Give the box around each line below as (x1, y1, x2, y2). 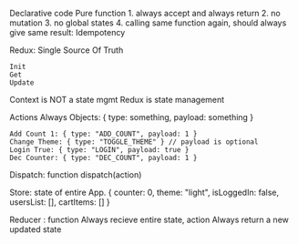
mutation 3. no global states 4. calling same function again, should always (9, 17, 287, 28)
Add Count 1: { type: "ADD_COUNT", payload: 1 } (9, 129, 198, 138)
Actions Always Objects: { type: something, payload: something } (9, 112, 254, 122)
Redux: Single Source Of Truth (9, 45, 124, 56)
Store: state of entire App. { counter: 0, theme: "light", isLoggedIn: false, (9, 187, 280, 198)
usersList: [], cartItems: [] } (9, 197, 111, 208)
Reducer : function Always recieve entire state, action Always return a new (9, 214, 289, 225)
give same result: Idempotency (9, 27, 126, 37)
